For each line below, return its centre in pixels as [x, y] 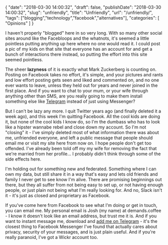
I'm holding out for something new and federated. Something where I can [81, 169]
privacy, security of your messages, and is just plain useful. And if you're [80, 232]
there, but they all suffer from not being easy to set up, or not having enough [84, 185]
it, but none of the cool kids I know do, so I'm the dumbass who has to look [83, 122]
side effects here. [23, 159]
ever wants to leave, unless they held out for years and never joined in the [81, 85]
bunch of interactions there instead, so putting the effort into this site [76, 54]
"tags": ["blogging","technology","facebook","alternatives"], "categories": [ [82, 18]
